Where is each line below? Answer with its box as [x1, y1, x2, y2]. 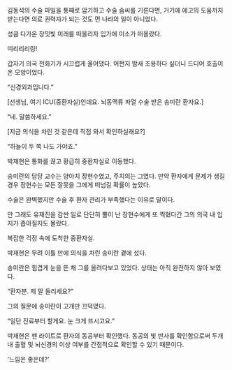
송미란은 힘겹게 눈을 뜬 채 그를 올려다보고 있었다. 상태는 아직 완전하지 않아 [7, 264, 208, 272]
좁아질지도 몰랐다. [20, 219, 69, 227]
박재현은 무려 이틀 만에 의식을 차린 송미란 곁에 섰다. [7, 249, 147, 257]
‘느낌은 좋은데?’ [7, 355, 50, 363]
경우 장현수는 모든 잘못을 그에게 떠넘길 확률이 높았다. [7, 181, 151, 188]
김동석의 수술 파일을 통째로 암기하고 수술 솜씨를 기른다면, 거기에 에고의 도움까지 [7, 6, 224, 14]
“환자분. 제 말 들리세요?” [7, 287, 74, 295]
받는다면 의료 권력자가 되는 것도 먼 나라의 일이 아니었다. [7, 15, 159, 23]
